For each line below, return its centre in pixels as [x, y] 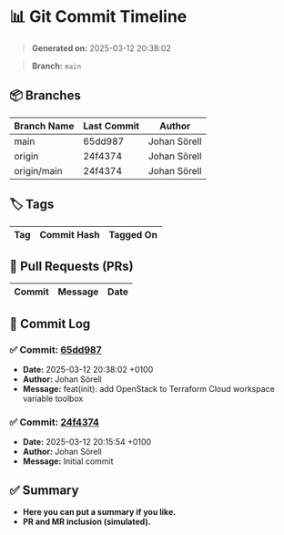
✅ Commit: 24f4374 [55, 422]
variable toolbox [53, 399]
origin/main [38, 170]
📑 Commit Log [50, 324]
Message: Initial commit [68, 461]
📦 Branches [46, 96]
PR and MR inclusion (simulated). [87, 522]
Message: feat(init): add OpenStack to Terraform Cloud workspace [148, 389]
